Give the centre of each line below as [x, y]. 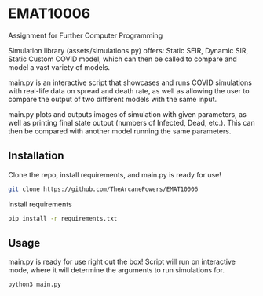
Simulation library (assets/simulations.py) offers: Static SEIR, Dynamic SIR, [128, 50]
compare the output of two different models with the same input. [113, 99]
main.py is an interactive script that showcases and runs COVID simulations [130, 82]
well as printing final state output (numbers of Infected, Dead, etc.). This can [131, 122]
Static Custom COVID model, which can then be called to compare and [122, 59]
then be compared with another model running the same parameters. [120, 131]
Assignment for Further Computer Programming [86, 35]
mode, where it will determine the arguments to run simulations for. [117, 270]
